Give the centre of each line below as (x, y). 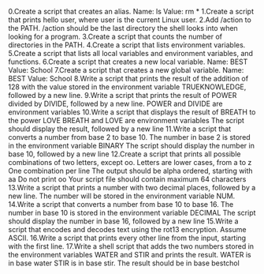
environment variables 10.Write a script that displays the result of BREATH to (132, 112)
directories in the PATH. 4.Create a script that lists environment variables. (127, 45)
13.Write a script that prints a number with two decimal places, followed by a (132, 188)
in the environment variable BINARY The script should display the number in (131, 146)
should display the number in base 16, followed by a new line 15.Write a (123, 221)
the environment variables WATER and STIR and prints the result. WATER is (130, 255)
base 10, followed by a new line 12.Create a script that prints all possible (125, 154)
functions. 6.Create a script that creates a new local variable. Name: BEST (128, 62)
